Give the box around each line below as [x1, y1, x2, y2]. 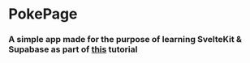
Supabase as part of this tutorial [8, 44, 138, 55]
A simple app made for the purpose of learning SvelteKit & [8, 34, 242, 45]
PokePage [8, 5, 78, 23]
